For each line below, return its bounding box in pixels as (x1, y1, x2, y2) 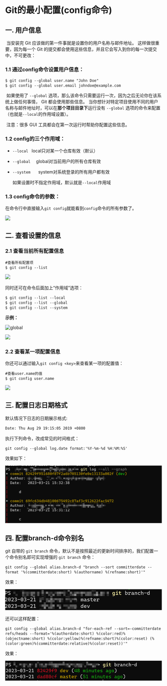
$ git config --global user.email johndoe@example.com (5, 83, 121, 88)
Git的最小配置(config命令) (5, 4, 112, 16)
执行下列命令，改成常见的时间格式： (5, 435, 80, 441)
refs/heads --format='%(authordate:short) (5, 631, 94, 636)
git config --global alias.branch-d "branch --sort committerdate (5, 565, 146, 570)
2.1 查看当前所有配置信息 (5, 248, 64, 255)
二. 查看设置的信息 (5, 232, 61, 240)
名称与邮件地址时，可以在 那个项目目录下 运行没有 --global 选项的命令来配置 (5, 105, 161, 111)
